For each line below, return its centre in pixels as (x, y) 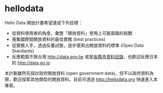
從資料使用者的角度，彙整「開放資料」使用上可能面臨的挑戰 (72, 33)
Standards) (23, 51)
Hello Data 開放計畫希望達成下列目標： (44, 23)
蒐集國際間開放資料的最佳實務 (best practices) (58, 39)
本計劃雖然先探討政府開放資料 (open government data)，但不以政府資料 (77, 73)
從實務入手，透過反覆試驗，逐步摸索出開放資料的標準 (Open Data (78, 45)
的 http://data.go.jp (31, 63)
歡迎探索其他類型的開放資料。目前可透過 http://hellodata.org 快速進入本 (85, 79)
